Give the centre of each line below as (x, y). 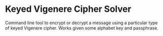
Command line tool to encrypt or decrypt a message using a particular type (81, 23)
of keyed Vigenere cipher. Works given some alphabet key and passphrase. (82, 28)
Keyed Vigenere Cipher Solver (68, 9)
